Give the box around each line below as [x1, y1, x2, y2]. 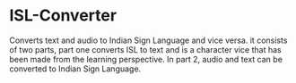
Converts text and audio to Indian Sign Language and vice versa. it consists [9, 35, 288, 46]
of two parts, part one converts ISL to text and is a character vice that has [9, 44, 282, 54]
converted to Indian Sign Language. [9, 63, 142, 74]
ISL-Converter [9, 5, 118, 26]
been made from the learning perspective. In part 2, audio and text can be [9, 54, 283, 64]
